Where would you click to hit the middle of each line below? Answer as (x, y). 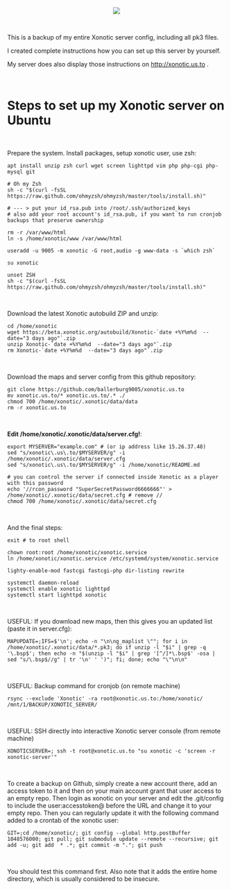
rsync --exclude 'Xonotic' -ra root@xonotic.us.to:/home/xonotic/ (105, 699)
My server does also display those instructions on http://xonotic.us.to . (108, 64)
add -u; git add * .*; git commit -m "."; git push (85, 845)
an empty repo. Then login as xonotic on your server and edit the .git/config (115, 798)
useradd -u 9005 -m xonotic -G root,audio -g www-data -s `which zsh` (111, 250)
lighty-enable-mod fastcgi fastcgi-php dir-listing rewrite (96, 571)
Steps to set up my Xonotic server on (116, 106)
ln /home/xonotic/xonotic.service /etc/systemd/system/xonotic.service (113, 558)
